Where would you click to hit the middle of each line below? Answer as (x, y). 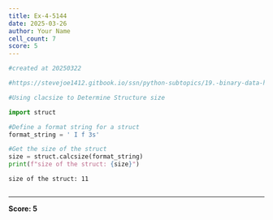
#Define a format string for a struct (74, 127)
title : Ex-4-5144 (38, 16)
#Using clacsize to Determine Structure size (87, 97)
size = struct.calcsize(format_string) (76, 157)
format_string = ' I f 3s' (54, 135)
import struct (32, 112)
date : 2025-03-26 (38, 24)
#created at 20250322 (45, 69)
